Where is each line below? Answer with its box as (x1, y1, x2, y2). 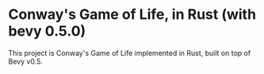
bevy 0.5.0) (8, 22, 86, 40)
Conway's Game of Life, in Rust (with (8, 6, 256, 24)
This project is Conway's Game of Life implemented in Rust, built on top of (8, 48, 251, 57)
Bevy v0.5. (8, 57, 43, 66)
